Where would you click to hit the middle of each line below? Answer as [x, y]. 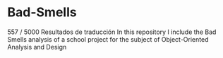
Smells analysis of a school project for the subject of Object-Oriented [108, 39]
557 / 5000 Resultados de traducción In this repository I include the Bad [112, 32]
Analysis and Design [37, 47]
